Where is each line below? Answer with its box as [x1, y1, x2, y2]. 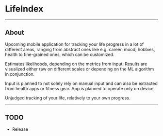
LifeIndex [5, 3, 44, 14]
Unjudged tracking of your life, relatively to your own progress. [5, 95, 130, 101]
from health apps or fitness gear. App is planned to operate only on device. [5, 85, 155, 91]
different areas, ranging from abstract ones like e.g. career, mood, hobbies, [5, 46, 155, 52]
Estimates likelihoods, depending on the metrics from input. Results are [5, 61, 147, 67]
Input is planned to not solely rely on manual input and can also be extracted [5, 81, 158, 86]
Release [12, 126, 28, 132]
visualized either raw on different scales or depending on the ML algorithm [5, 66, 154, 72]
